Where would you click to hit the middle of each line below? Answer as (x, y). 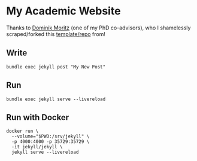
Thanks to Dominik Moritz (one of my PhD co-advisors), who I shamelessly (99, 28)
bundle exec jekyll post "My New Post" (56, 67)
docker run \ (22, 131)
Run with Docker (38, 117)
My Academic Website (63, 11)
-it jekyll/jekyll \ (37, 147)
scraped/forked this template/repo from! (56, 34)
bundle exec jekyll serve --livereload (56, 99)
